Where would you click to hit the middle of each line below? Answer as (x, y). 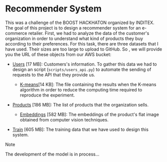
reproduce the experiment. (47, 95)
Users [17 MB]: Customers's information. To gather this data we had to (84, 64)
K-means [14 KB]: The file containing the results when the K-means (88, 84)
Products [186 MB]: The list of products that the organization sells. (80, 104)
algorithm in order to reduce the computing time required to (81, 89)
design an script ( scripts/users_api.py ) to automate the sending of (82, 69)
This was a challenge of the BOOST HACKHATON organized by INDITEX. (80, 22)
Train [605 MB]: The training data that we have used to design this (80, 129)
